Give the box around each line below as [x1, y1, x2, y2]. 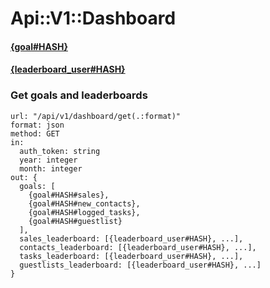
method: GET [10, 128, 60, 139]
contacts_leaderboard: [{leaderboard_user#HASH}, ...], [19, 242, 257, 252]
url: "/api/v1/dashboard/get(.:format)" [10, 111, 182, 121]
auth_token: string [19, 146, 101, 156]
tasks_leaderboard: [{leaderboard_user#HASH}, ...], [19, 251, 244, 261]
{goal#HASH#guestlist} [28, 216, 123, 226]
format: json [10, 120, 65, 130]
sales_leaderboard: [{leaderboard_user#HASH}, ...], [19, 233, 244, 244]
